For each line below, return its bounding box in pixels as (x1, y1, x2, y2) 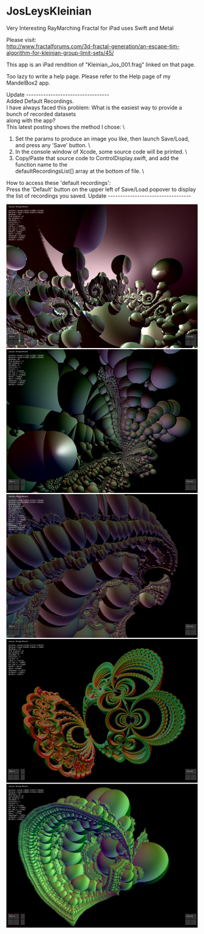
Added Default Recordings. (6, 97, 74, 105)
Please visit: (6, 36, 36, 43)
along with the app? (6, 117, 56, 124)
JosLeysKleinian (6, 4, 92, 18)
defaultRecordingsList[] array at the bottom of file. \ (15, 167, 144, 175)
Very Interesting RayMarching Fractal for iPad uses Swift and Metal (6, 24, 174, 32)
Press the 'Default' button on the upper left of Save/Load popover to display (6, 186, 196, 193)
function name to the (15, 161, 68, 168)
